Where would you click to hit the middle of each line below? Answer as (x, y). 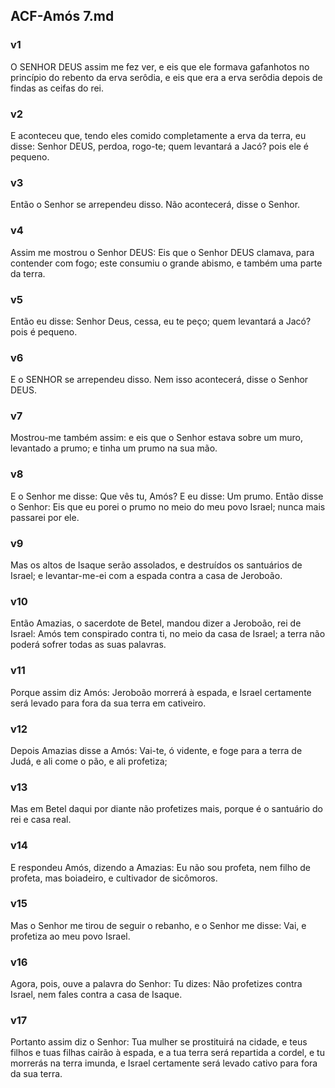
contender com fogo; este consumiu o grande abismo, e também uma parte (166, 263)
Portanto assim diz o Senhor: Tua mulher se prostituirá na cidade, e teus (159, 1042)
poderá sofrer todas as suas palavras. (88, 645)
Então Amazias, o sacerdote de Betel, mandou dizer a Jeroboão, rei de (156, 623)
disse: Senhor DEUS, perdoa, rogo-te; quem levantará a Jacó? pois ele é (160, 146)
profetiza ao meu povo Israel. (70, 936)
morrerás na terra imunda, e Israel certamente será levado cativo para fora (164, 1063)
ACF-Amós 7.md (62, 16)
